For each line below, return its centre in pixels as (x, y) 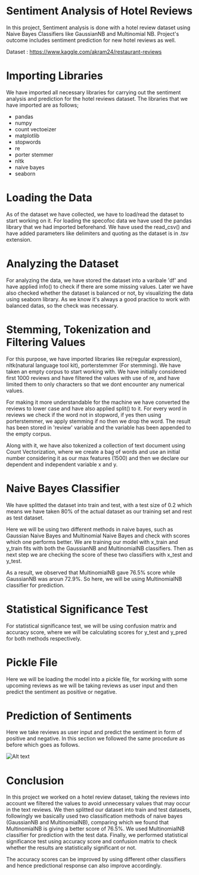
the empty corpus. (29, 434)
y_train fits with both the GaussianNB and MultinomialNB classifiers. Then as (100, 548)
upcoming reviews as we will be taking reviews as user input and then (92, 685)
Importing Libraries (55, 76)
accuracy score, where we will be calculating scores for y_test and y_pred (97, 632)
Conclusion (35, 780)
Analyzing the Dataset (63, 264)
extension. (19, 239)
